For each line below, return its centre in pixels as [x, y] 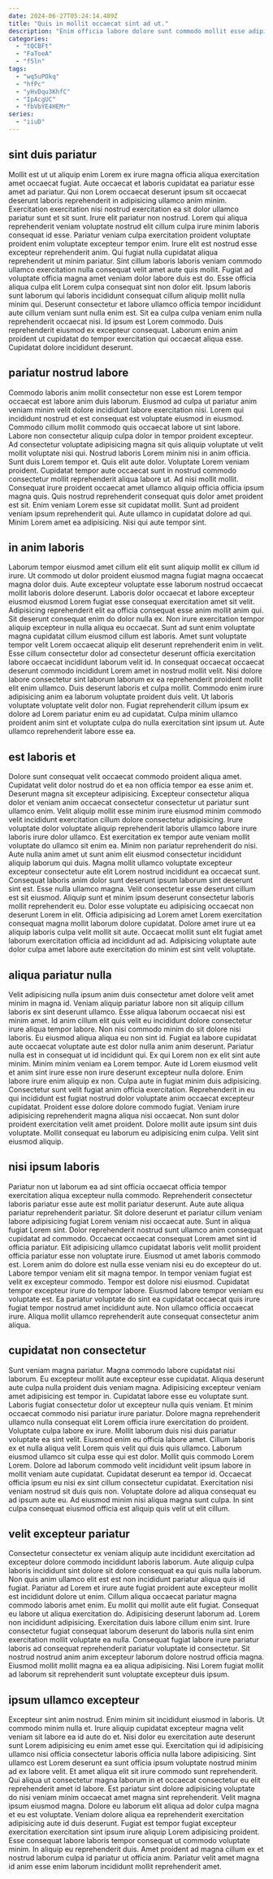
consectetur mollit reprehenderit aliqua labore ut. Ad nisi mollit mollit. [123, 479]
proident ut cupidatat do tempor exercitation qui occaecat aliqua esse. [126, 338]
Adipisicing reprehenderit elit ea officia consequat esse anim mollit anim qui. [136, 610]
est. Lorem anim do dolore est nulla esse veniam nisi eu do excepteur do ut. [135, 1264]
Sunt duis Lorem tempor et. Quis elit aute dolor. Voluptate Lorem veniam [129, 461]
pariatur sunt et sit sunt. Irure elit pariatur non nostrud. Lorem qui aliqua [128, 217]
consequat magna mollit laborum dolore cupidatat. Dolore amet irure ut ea [132, 923]
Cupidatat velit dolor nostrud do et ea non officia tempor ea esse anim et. [131, 785]
